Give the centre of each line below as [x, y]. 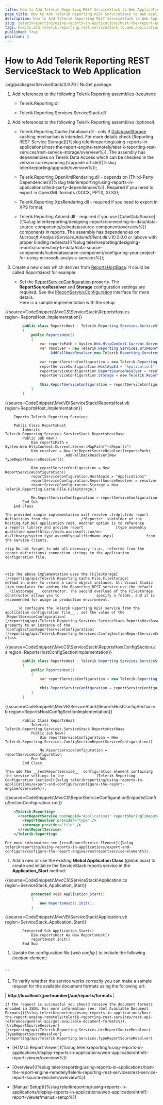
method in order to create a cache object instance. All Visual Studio [79, 583]
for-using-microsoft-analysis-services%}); [62, 257]
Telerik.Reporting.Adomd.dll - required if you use [68, 216]
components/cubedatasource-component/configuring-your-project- [88, 253]
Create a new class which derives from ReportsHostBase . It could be [81, 267]
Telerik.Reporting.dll [39, 103]
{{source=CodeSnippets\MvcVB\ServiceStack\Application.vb [66, 917]
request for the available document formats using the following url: [79, 986]
